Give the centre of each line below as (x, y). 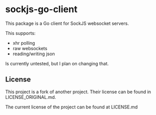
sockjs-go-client (41, 9)
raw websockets (30, 48)
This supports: (20, 33)
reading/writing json (34, 54)
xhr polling (24, 43)
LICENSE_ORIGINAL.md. (31, 97)
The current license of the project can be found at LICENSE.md (72, 107)
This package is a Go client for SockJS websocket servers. (67, 23)
